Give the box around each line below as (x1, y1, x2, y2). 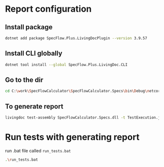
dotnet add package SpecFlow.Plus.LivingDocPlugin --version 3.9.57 (5, 36, 147, 41)
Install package (5, 23, 53, 31)
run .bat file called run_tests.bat (5, 147, 71, 153)
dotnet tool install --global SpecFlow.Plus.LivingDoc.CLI (5, 62, 128, 67)
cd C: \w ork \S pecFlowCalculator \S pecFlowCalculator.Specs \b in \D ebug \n (5, 89, 150, 94)
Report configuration (5, 3, 92, 15)
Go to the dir (5, 76, 43, 84)
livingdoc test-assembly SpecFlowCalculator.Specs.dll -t (5, 115, 125, 120)
